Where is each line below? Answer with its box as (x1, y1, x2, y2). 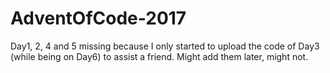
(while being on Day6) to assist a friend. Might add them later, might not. (10, 50, 309, 62)
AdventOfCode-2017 (10, 7, 187, 30)
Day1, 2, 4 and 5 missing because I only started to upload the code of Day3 (10, 40, 320, 52)
